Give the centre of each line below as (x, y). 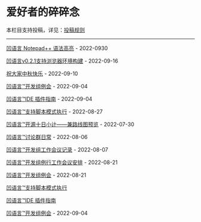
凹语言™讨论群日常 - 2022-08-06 (47, 137)
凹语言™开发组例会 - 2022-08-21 (46, 175)
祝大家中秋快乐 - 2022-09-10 (42, 73)
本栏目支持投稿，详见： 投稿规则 (45, 30)
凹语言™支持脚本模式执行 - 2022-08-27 (54, 112)
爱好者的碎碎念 (43, 12)
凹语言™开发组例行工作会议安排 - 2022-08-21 (62, 162)
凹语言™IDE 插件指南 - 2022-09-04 (49, 98)
